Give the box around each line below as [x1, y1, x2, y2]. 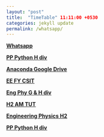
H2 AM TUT [6, 101, 36, 108]
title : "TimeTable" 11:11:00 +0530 [6, 14, 98, 21]
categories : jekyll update [6, 20, 74, 26]
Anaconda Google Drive [6, 66, 67, 73]
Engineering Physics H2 [6, 112, 67, 119]
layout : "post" [6, 8, 44, 15]
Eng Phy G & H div [6, 89, 52, 97]
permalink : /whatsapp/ [6, 25, 63, 32]
